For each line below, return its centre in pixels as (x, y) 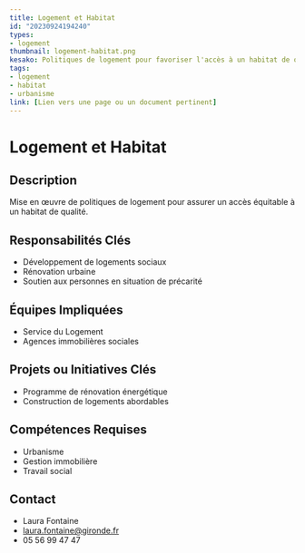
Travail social (47, 471)
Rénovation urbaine (59, 272)
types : (22, 34)
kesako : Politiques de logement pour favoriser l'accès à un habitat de (150, 60)
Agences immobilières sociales (80, 341)
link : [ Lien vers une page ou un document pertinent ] (113, 102)
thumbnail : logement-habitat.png (73, 52)
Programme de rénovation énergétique (95, 392)
